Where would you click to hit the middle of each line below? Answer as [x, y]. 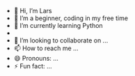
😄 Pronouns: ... [36, 58]
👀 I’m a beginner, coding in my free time [71, 18]
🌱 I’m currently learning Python [58, 25]
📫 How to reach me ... [46, 48]
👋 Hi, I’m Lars [33, 11]
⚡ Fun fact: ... [33, 66]
